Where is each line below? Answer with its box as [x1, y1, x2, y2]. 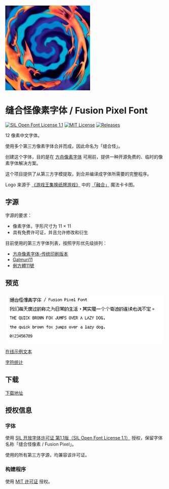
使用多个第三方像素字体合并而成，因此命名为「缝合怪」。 [5, 143, 123, 149]
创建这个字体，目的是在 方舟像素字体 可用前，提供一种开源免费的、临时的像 [5, 154, 163, 160]
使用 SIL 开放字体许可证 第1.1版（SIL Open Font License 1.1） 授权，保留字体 [5, 435, 163, 441]
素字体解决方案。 [5, 160, 41, 166]
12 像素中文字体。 [5, 132, 43, 138]
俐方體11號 [12, 262, 34, 269]
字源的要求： [5, 212, 32, 218]
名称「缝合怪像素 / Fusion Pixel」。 [5, 441, 77, 448]
